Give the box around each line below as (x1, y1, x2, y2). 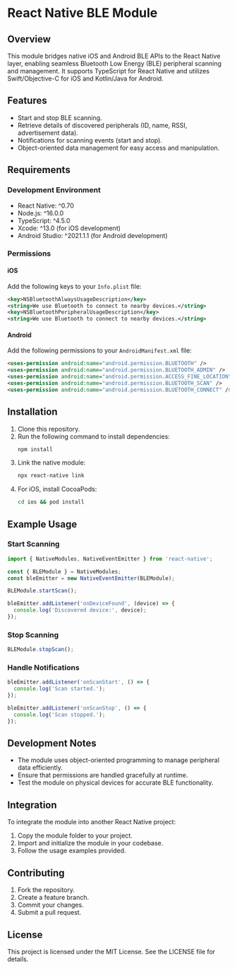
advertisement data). (17, 129, 79, 137)
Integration (7, 799, 58, 811)
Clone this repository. (17, 424, 80, 433)
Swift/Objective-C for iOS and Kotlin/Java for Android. (7, 74, 164, 83)
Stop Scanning (7, 630, 59, 640)
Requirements (7, 164, 71, 176)
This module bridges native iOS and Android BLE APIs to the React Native (7, 52, 221, 60)
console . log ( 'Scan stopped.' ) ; (13, 711, 106, 718)
